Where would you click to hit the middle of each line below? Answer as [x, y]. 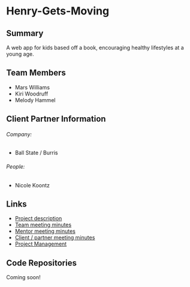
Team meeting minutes [43, 225]
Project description [38, 219]
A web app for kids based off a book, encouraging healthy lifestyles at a [95, 47]
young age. [20, 54]
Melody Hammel [35, 100]
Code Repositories [41, 263]
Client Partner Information [56, 119]
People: [16, 167]
